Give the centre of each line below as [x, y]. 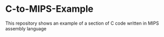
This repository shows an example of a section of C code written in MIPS [82, 23]
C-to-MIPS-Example [49, 9]
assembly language [26, 28]
